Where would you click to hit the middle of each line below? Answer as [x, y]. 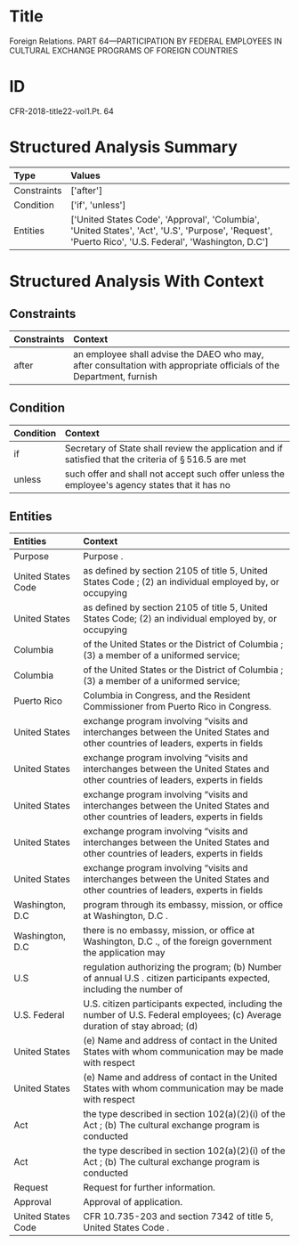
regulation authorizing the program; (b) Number [182, 967]
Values [85, 175]
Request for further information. [149, 1188]
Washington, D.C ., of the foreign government [178, 941]
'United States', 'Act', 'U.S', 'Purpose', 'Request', [172, 231]
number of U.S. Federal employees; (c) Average [182, 1015]
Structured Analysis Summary [123, 147]
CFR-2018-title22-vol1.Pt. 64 [61, 111]
